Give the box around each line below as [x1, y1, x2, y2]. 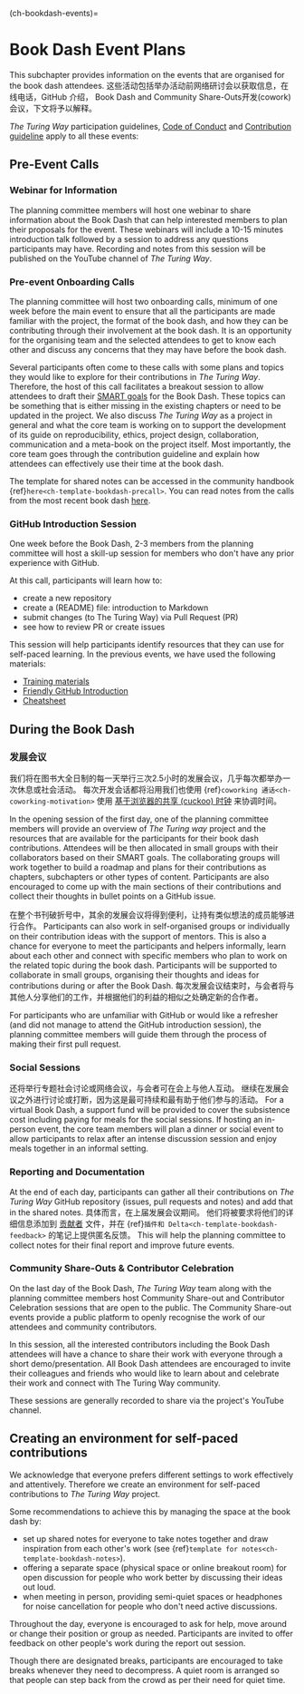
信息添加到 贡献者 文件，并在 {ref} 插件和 [16, 1218, 165, 1229]
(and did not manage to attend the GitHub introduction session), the [9, 1019, 262, 1030]
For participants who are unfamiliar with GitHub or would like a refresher [9, 1009, 279, 1020]
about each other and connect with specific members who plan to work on [9, 949, 288, 960]
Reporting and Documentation [9, 1165, 146, 1178]
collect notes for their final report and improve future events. [9, 1240, 235, 1251]
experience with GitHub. [9, 558, 100, 569]
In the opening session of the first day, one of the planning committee [9, 813, 269, 824]
